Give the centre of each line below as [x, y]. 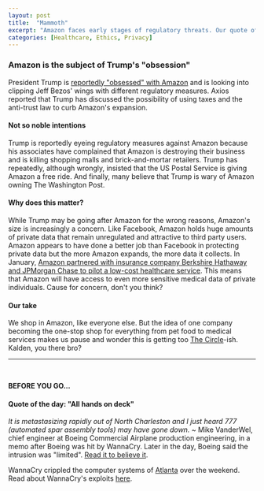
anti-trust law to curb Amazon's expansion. [78, 107]
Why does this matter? [46, 203]
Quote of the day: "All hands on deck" [71, 404]
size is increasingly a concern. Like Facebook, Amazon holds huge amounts [131, 229]
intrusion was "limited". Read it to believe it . [78, 455]
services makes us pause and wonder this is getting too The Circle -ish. [123, 340]
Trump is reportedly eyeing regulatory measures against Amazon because [128, 143]
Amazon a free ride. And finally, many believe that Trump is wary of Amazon [131, 176]
